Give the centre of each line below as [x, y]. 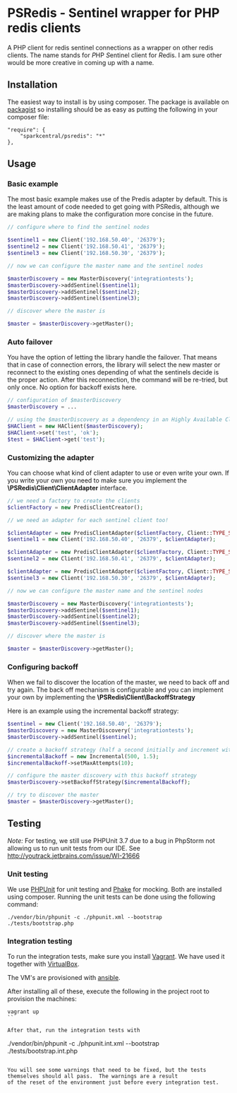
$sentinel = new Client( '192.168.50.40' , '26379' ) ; [85, 724]
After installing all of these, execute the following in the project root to [109, 991]
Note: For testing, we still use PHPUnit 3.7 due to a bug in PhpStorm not [111, 840]
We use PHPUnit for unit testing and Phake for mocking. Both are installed [115, 890]
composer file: [28, 117]
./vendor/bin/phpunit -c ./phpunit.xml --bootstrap [85, 917]
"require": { [26, 130]
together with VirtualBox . [43, 964]
